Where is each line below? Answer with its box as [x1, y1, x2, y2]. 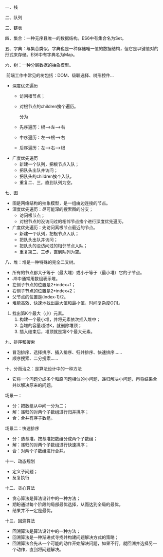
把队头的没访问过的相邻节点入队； [19, 243, 88, 248]
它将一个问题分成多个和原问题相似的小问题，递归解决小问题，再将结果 [12, 376, 153, 382]
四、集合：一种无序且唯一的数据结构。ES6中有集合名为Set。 [5, 36, 127, 41]
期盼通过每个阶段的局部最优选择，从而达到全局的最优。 [12, 501, 123, 507]
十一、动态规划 [5, 458, 35, 464]
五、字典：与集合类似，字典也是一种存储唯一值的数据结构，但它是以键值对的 [5, 46, 159, 51]
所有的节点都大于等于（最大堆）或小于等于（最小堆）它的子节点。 [12, 270, 145, 275]
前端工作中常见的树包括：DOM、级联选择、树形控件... [6, 73, 114, 78]
